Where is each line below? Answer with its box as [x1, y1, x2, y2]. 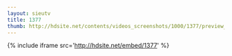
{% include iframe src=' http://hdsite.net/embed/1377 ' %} [7, 42, 170, 50]
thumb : [7, 23, 26, 29]
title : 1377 [7, 16, 41, 23]
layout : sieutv [7, 10, 51, 17]
